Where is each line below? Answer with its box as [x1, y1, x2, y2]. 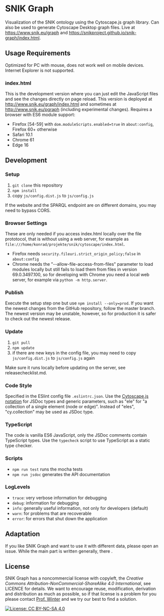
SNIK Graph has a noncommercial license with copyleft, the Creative [5, 575, 144, 581]
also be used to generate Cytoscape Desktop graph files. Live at [5, 24, 135, 30]
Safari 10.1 [12, 132, 33, 138]
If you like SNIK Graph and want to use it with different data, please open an [5, 543, 159, 549]
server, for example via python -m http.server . [12, 277, 108, 283]
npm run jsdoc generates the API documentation [12, 471, 110, 477]
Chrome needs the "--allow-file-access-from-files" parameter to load [12, 261, 153, 267]
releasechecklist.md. [5, 369, 48, 376]
